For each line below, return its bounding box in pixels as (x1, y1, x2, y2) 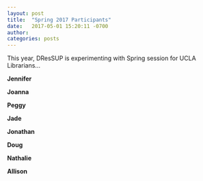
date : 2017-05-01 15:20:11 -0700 (7, 23, 109, 29)
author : (7, 29, 29, 36)
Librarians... (7, 61, 41, 70)
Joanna (7, 88, 29, 96)
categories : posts (7, 36, 59, 42)
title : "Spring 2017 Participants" (7, 16, 111, 23)
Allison (7, 167, 27, 176)
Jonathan (7, 128, 36, 136)
